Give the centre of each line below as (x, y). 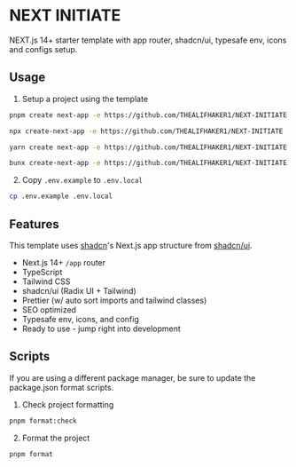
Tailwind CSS (46, 281)
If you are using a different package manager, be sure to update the (132, 377)
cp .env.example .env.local (61, 196)
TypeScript (42, 272)
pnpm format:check (43, 421)
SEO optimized (49, 309)
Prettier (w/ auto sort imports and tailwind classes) (114, 300)
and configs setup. (43, 49)
